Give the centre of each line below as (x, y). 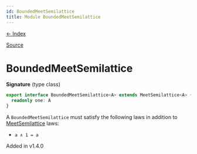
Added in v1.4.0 (25, 146)
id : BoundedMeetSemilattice (40, 11)
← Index (16, 33)
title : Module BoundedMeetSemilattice (53, 17)
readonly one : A (31, 101)
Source (15, 45)
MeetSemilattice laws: (33, 124)
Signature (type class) (33, 85)
